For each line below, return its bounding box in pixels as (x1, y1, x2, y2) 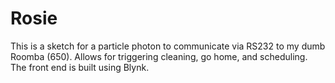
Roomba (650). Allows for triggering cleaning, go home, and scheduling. (10, 50, 308, 62)
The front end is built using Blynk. (10, 61, 150, 73)
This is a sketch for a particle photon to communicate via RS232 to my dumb (10, 40, 326, 52)
